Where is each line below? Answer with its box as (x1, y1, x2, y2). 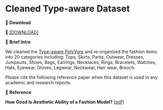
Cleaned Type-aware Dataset (5, 3, 130, 14)
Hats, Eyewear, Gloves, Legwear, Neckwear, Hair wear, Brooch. (5, 64, 136, 70)
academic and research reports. (5, 79, 72, 85)
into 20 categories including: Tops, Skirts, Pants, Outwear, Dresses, (5, 53, 144, 60)
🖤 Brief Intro (5, 38, 31, 45)
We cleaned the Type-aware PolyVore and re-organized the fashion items (5, 48, 157, 54)
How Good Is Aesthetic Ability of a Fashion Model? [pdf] (5, 98, 124, 105)
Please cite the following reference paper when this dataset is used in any (5, 74, 158, 80)
